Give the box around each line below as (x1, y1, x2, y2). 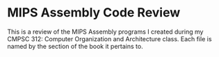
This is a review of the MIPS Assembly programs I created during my (7, 27, 204, 36)
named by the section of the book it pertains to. (7, 42, 144, 50)
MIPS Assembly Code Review (7, 5, 181, 21)
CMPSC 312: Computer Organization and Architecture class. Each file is (7, 34, 212, 43)
